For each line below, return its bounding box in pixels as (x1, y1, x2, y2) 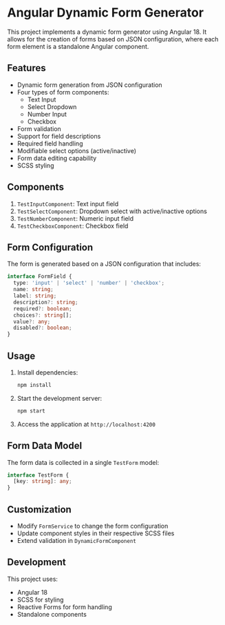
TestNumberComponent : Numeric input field (17, 214, 134, 222)
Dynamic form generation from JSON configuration (17, 81, 163, 89)
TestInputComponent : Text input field (17, 199, 119, 208)
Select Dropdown (27, 102, 77, 111)
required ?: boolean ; (13, 305, 72, 312)
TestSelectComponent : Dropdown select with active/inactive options (17, 207, 208, 215)
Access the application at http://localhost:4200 (17, 419, 156, 428)
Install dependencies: (17, 368, 78, 377)
